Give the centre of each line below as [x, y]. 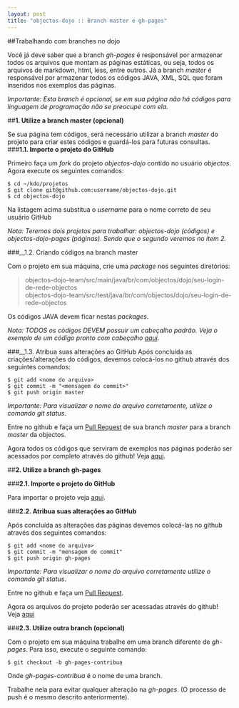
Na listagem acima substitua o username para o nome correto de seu [109, 209]
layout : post [27, 14]
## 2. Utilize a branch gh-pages [54, 470]
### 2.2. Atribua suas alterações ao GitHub [72, 511]
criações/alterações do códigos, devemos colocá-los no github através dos [118, 359]
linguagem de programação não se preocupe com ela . [88, 106]
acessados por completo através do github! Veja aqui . [87, 456]
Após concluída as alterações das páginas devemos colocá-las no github [115, 525]
